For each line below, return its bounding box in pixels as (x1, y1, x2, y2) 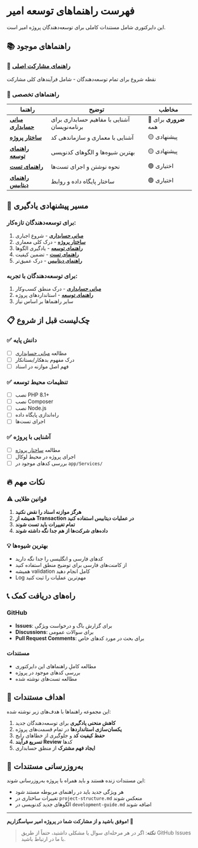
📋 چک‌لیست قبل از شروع (6, 315, 90, 325)
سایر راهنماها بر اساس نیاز (15, 298, 74, 305)
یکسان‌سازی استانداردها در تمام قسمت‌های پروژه (15, 725, 122, 732)
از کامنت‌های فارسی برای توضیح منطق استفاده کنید (15, 561, 127, 568)
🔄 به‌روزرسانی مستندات (6, 761, 84, 771)
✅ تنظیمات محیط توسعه (6, 378, 68, 386)
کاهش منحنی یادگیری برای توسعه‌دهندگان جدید (15, 719, 116, 726)
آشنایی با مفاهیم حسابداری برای (51, 115, 130, 123)
